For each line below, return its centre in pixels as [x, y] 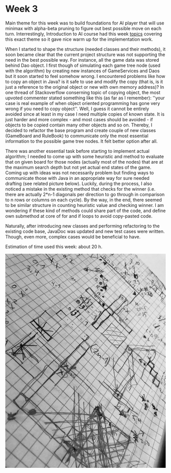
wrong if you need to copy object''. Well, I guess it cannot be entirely [77, 109]
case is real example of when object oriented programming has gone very [83, 103]
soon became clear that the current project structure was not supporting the [85, 55]
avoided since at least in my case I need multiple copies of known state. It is [85, 114]
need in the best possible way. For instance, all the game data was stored [82, 60]
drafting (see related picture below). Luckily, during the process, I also [79, 183]
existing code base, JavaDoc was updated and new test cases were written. [85, 231]
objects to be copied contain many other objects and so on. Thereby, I [79, 125]
